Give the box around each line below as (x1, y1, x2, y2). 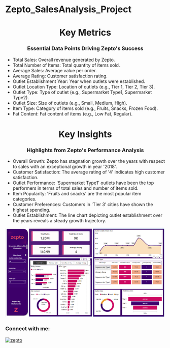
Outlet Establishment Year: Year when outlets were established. (12, 78, 146, 84)
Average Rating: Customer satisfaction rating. (12, 73, 108, 79)
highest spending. (12, 207, 51, 213)
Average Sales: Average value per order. (12, 67, 97, 73)
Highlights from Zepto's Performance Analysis (26, 147, 144, 154)
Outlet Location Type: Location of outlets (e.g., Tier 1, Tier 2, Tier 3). (12, 83, 155, 90)
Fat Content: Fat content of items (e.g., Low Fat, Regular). (12, 110, 133, 117)
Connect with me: (5, 325, 50, 332)
